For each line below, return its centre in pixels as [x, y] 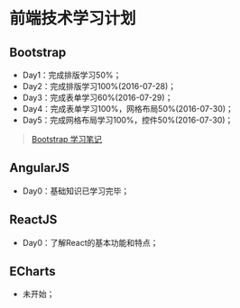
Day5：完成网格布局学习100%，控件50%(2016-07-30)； [128, 120]
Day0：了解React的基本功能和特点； [90, 242]
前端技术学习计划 [73, 18]
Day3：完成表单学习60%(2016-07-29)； [97, 97]
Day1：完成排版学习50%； [72, 75]
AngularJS [40, 168]
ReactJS [33, 220]
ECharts [32, 272]
